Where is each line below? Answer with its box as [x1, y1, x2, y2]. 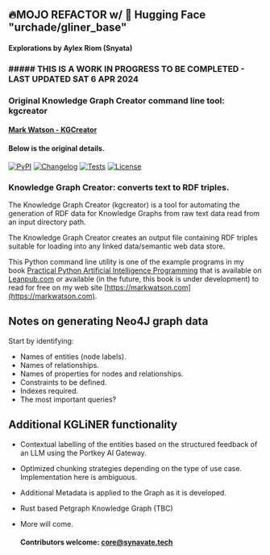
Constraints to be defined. [19, 377, 107, 387]
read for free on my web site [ [8, 282, 107, 292]
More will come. [19, 519, 74, 528]
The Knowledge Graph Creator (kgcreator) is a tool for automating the [8, 199, 240, 210]
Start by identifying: [8, 336, 74, 345]
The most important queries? [19, 394, 117, 404]
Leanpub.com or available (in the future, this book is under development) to [8, 273, 260, 283]
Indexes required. [19, 386, 79, 395]
